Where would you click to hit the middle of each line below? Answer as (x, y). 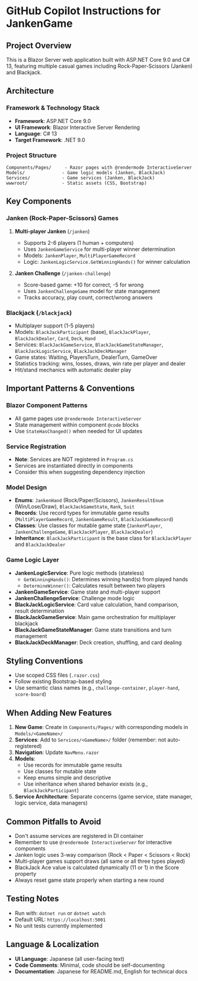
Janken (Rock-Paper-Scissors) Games (63, 218)
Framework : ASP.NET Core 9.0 (53, 121)
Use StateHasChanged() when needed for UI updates (79, 431)
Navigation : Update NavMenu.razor (57, 752)
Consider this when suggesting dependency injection (80, 472)
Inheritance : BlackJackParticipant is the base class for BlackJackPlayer (103, 538)
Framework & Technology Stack (53, 108)
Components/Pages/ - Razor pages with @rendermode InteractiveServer (99, 168)
